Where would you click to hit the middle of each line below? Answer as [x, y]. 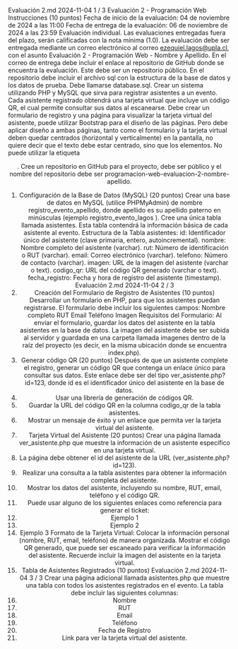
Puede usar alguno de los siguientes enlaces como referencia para [125, 503]
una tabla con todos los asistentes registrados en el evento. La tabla [125, 585]
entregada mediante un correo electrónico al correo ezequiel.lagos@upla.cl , [119, 48]
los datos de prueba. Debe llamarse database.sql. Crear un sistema [106, 85]
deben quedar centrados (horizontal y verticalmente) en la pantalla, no [111, 138]
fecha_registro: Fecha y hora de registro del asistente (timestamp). [125, 278]
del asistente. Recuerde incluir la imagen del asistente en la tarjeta [125, 555]
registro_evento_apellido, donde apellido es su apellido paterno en [124, 210]
